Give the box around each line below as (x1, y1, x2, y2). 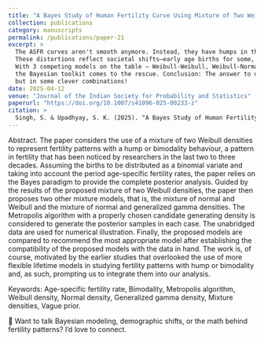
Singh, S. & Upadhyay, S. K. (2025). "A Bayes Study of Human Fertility (15, 114, 258, 122)
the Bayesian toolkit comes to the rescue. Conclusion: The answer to (15, 70, 251, 78)
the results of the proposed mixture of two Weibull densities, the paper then (8, 186, 254, 195)
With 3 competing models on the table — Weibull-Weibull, (15, 63, 210, 71)
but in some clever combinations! (15, 77, 128, 85)
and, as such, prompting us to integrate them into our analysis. (8, 269, 211, 278)
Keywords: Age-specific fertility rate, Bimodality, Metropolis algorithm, (8, 284, 236, 293)
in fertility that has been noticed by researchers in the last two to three (8, 152, 236, 161)
